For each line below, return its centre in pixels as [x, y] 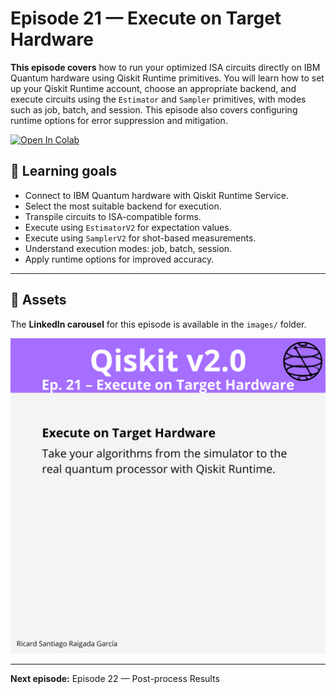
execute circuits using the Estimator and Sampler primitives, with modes [158, 99]
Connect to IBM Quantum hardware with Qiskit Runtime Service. [156, 195]
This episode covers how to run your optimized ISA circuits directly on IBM [165, 67]
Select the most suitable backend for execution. [123, 206]
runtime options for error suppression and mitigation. [119, 120]
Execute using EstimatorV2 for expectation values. [128, 227]
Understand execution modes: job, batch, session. [128, 248]
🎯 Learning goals [64, 171]
